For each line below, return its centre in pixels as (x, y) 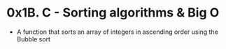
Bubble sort (33, 39)
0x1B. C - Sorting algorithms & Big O (113, 13)
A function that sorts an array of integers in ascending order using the (117, 32)
